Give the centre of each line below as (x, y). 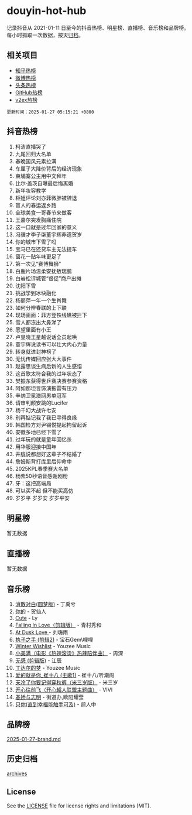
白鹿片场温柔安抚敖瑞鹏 (43, 271)
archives (17, 773)
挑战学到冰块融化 (36, 293)
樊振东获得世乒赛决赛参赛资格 (51, 381)
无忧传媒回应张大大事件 (43, 359)
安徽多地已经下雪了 (38, 432)
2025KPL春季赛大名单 (42, 468)
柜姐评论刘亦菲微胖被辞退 (46, 198)
